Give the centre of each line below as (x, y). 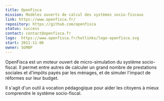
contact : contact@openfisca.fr (38, 33)
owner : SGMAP (19, 47)
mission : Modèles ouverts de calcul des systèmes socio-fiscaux (74, 15)
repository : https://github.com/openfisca (51, 24)
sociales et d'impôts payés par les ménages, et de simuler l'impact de (78, 72)
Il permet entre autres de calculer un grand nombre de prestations (88, 67)
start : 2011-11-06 (25, 43)
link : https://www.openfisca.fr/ (40, 19)
